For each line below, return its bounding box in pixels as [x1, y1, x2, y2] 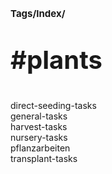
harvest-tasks [10, 121, 68, 133]
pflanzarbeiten [10, 142, 71, 154]
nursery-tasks [10, 132, 68, 144]
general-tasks [10, 110, 68, 122]
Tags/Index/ [10, 7, 66, 21]
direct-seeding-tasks [10, 100, 97, 112]
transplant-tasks [10, 153, 78, 165]
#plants [10, 44, 103, 76]
